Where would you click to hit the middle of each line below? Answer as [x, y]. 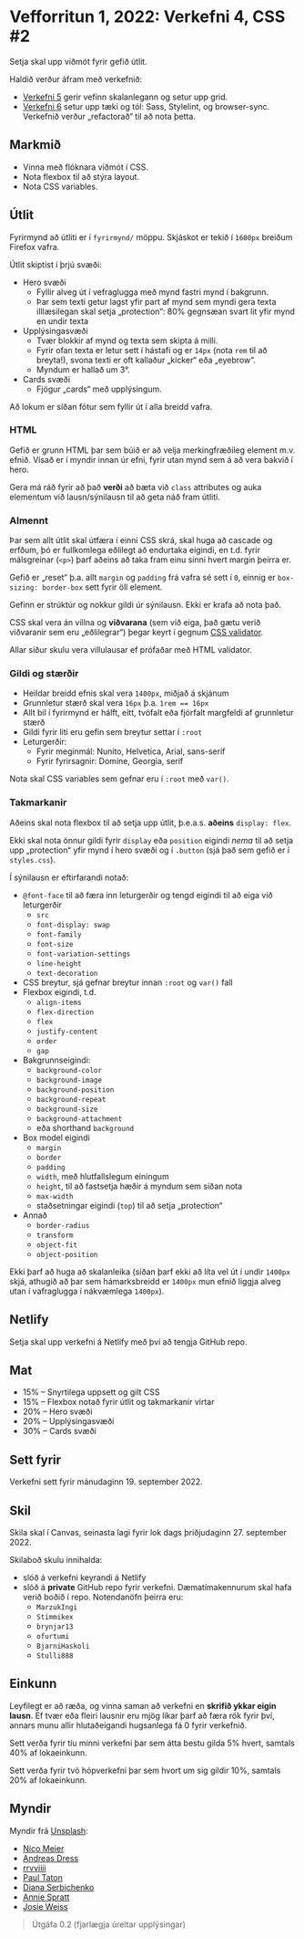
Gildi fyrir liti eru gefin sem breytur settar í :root [112, 732]
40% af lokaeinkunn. [49, 1752]
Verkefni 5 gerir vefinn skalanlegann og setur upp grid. [125, 97]
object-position [67, 1254]
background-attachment [79, 1119]
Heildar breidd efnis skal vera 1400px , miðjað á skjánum [126, 693]
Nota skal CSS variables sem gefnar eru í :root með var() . [119, 779]
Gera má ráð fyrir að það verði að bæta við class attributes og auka [136, 487]
